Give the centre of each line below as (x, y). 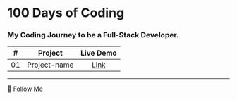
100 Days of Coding (66, 13)
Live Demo (99, 53)
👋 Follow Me (25, 89)
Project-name (50, 65)
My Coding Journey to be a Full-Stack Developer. (93, 35)
